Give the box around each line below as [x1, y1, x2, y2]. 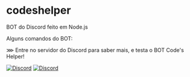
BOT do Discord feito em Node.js [6, 23, 89, 30]
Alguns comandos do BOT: [6, 35, 73, 42]
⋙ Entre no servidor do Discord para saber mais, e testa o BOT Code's [6, 46, 184, 54]
